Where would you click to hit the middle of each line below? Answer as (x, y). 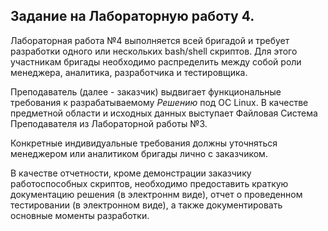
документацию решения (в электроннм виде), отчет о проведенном (156, 194)
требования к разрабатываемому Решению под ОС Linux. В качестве (159, 102)
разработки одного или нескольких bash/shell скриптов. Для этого (154, 51)
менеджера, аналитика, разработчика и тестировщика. (129, 72)
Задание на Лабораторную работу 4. (132, 16)
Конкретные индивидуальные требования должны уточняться (144, 143)
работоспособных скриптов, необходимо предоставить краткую (149, 183)
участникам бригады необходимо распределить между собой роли (156, 61)
